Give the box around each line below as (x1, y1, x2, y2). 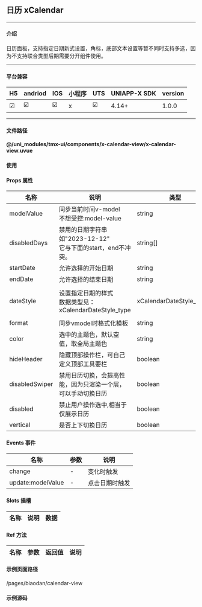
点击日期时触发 (88, 479, 130, 487)
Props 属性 (6, 176, 33, 184)
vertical (9, 421, 31, 429)
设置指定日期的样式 (59, 289, 114, 297)
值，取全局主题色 (59, 339, 108, 348)
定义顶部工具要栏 (59, 360, 108, 368)
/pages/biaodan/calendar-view (6, 580, 83, 587)
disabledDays (9, 239, 48, 247)
